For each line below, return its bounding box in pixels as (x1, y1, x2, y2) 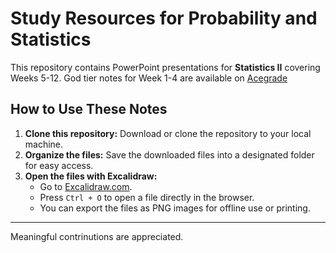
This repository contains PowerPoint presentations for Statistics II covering (10, 61, 321, 73)
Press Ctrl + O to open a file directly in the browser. (39, 191, 255, 203)
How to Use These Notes (10, 101, 168, 118)
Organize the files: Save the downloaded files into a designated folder (24, 148, 315, 161)
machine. (24, 138, 64, 150)
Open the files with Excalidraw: (24, 170, 158, 182)
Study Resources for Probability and (10, 7, 318, 30)
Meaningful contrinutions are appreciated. (10, 230, 184, 242)
